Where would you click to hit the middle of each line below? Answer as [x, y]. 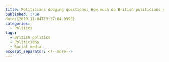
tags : [11, 33]
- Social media [26, 47]
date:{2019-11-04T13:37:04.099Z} [40, 19]
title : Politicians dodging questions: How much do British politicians [83, 10]
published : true [22, 14]
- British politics [30, 38]
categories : [18, 24]
